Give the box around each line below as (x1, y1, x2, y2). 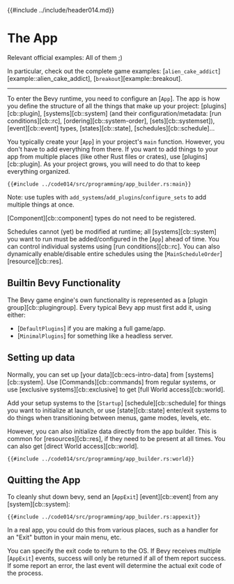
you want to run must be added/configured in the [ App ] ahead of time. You (7, 234, 219, 243)
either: (7, 310, 26, 319)
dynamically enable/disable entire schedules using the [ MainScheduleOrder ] (7, 249, 223, 257)
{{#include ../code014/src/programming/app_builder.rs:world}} (7, 455, 195, 463)
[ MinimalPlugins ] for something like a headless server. (17, 331, 173, 340)
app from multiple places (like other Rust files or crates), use (7, 152, 181, 160)
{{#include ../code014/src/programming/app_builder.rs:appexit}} (7, 514, 201, 521)
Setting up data (7, 352, 75, 364)
